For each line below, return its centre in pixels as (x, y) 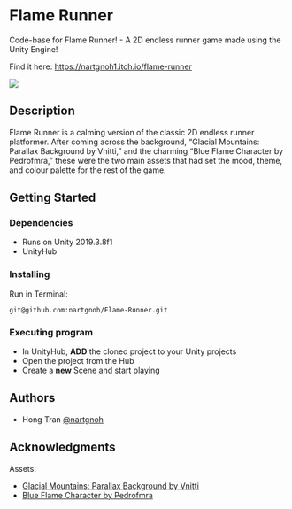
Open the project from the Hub (78, 361)
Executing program (51, 332)
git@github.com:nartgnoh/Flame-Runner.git (88, 310)
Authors (32, 398)
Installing (30, 274)
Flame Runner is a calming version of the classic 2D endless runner (132, 132)
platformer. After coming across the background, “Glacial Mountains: (134, 142)
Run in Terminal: (38, 294)
